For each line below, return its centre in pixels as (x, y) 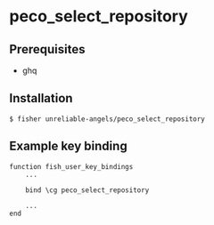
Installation (41, 98)
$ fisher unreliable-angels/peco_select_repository (107, 119)
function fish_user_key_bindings (71, 166)
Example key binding (68, 146)
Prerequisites (47, 49)
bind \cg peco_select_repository (87, 190)
